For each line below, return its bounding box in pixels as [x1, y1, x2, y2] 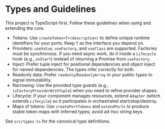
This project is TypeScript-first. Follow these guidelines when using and [5, 20, 151, 26]
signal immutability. [12, 77, 52, 83]
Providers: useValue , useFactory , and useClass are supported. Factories [12, 45, 157, 51]
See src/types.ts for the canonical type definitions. [5, 118, 111, 124]
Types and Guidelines [5, 3, 96, 15]
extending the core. [5, 25, 45, 31]
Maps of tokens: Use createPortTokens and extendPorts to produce [12, 103, 149, 109]
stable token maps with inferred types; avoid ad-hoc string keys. [12, 108, 144, 115]
